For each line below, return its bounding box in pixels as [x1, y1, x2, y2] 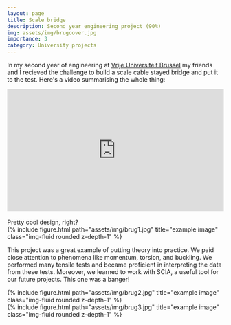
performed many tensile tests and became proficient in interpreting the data [7, 260, 222, 269]
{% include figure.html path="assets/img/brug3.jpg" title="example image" [7, 303, 219, 311]
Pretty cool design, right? [7, 218, 79, 226]
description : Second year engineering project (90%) [7, 23, 162, 30]
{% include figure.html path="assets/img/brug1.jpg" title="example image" [7, 225, 219, 234]
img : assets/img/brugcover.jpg [7, 29, 97, 36]
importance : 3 [7, 36, 48, 43]
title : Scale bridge [7, 16, 67, 23]
